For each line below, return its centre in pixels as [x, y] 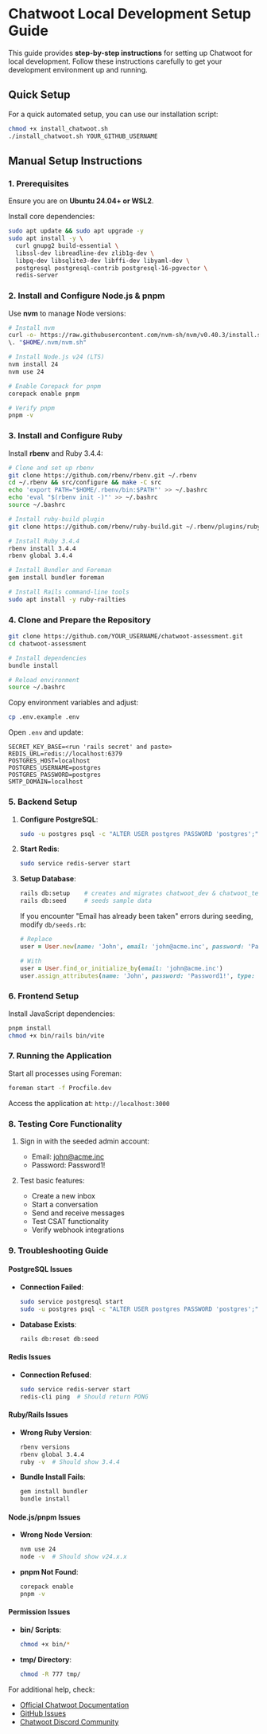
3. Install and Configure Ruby [66, 436]
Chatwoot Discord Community [69, 1721]
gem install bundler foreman [56, 578]
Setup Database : [48, 879]
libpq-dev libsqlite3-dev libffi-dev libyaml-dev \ [103, 261]
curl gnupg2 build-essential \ [67, 245]
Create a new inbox [63, 1195]
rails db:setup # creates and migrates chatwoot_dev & [118, 893]
